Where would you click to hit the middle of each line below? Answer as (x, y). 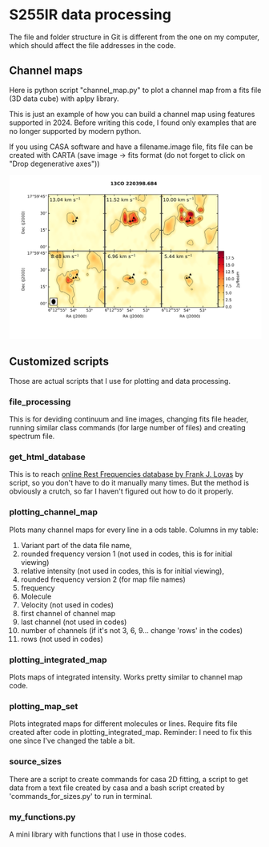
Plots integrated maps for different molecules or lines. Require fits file (123, 724)
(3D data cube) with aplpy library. (64, 99)
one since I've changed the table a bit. (72, 741)
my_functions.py (42, 817)
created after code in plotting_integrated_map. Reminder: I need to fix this (130, 732)
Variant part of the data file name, (76, 545)
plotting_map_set (44, 706)
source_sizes (36, 761)
